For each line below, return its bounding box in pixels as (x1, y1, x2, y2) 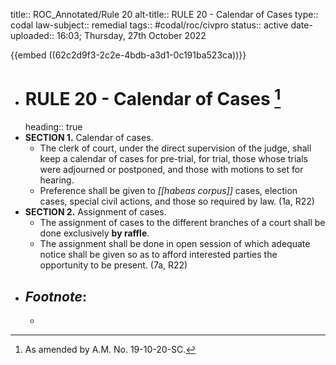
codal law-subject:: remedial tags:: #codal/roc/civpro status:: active (10, 19, 289, 31)
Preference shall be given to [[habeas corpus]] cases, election (39, 185, 298, 197)
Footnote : (24, 288, 87, 305)
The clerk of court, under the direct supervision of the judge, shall (39, 142, 312, 154)
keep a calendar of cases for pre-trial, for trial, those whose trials (39, 153, 308, 165)
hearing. (39, 174, 75, 186)
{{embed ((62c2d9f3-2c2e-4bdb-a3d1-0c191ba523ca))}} (10, 49, 247, 61)
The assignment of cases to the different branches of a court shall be (39, 217, 326, 229)
